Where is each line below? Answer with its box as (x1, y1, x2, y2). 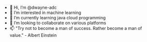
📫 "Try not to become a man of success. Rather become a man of (9, 26, 142, 31)
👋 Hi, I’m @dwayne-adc (9, 5, 57, 10)
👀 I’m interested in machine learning (9, 10, 81, 15)
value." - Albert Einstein (9, 32, 57, 38)
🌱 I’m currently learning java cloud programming (9, 15, 106, 20)
